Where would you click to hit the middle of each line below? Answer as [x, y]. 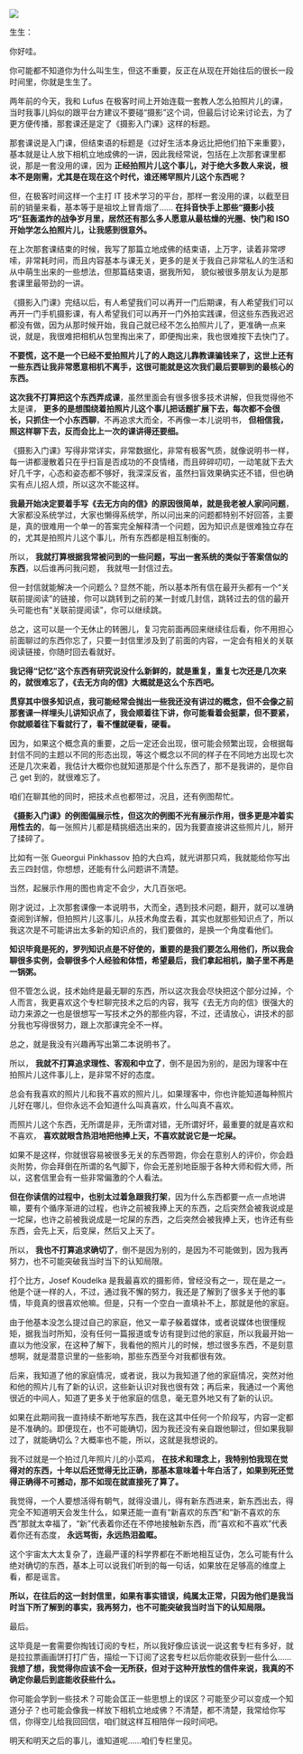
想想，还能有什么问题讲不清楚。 [124, 869]
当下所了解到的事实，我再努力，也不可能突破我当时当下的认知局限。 [143, 1607]
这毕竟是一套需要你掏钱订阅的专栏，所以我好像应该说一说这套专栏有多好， [147, 1645]
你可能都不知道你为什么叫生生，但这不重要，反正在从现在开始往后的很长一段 [151, 71]
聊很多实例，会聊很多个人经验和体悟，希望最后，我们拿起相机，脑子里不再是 [151, 960]
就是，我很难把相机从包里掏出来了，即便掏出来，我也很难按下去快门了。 [159, 336]
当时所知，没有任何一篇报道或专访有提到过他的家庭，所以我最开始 [163, 1333]
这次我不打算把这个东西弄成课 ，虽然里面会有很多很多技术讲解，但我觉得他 [147, 397]
